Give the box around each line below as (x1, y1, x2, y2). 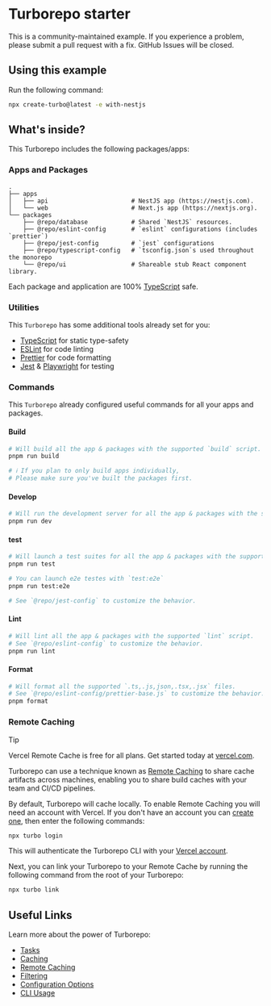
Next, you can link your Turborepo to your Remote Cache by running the (8, 862, 248, 871)
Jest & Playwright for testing (19, 361, 115, 371)
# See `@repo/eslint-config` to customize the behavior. (8, 639, 204, 648)
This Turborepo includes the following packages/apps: (8, 144, 190, 154)
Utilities (8, 302, 40, 313)
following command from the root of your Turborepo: (8, 870, 184, 880)
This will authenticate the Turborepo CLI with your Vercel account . (8, 846, 228, 856)
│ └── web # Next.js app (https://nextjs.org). (8, 203, 258, 212)
